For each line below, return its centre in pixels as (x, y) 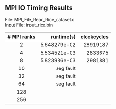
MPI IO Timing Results (39, 8)
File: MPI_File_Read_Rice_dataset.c (40, 19)
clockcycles (94, 37)
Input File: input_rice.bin (29, 25)
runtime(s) (63, 37)
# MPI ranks (22, 37)
